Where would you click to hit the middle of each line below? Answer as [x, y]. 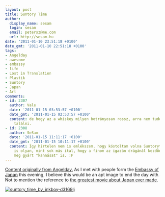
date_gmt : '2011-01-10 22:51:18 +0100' [46, 46]
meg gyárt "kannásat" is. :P [44, 155]
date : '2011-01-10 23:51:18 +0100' [41, 42]
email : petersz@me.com [33, 32]
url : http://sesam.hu [32, 37]
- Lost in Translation [28, 74]
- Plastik [15, 78]
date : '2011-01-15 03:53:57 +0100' [46, 110]
